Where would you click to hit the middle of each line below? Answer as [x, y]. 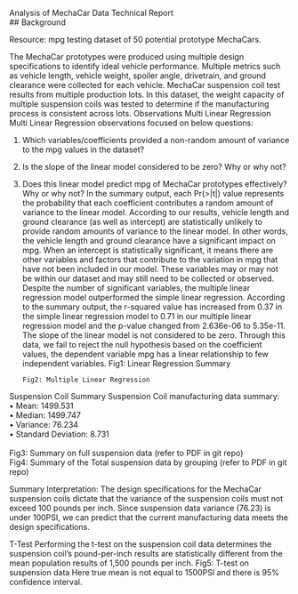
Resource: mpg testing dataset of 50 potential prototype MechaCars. [135, 40]
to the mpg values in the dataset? [83, 149]
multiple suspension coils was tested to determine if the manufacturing [139, 104]
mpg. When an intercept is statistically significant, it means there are [148, 250]
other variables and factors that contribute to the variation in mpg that [150, 260]
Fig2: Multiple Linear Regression [86, 380]
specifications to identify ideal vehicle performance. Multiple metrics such [145, 66]
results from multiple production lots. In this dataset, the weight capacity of [147, 94]
